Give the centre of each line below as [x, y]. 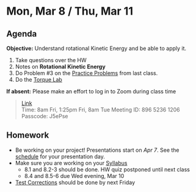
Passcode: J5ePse [45, 116]
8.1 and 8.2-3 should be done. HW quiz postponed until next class [107, 169]
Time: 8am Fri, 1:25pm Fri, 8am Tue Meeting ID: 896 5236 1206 [100, 110]
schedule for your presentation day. [60, 156]
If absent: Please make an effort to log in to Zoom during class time [91, 91]
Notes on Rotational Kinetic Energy [60, 66]
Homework [28, 135]
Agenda [22, 34]
